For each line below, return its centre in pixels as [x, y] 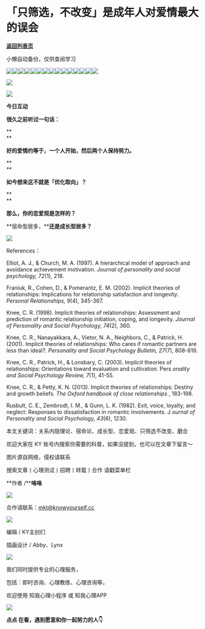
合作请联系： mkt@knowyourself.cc [50, 507]
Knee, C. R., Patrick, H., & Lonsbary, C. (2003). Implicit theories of [89, 362]
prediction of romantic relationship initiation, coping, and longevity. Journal [101, 319]
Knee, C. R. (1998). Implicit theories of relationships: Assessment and [93, 312]
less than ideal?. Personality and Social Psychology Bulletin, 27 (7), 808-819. [102, 350]
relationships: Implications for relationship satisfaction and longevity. [92, 294]
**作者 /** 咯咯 [24, 483]
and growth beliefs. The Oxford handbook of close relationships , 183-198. [100, 393]
